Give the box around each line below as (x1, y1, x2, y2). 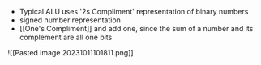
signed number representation (19, 15, 121, 25)
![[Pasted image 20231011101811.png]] (7, 48, 135, 57)
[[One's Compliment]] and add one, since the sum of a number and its (19, 24, 254, 33)
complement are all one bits (19, 32, 113, 42)
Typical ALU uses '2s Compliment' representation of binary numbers (19, 7, 249, 16)
